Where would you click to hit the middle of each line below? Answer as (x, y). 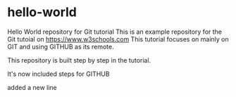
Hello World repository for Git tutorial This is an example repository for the (115, 32)
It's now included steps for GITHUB (58, 74)
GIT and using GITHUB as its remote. (61, 46)
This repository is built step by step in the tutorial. (79, 60)
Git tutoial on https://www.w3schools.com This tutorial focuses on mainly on (118, 39)
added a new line (32, 87)
